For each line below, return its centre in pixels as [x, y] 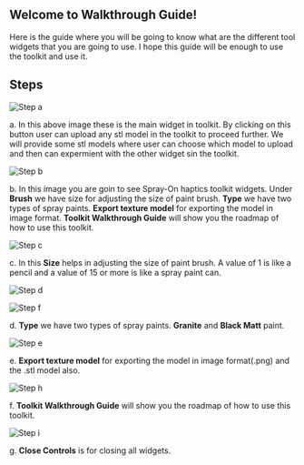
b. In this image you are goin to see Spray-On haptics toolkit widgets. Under [151, 188]
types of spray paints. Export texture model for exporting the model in [142, 207]
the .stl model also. [45, 370]
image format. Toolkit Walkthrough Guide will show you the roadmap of [144, 217]
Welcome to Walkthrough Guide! [103, 15]
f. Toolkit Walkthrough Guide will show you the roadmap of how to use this [150, 405]
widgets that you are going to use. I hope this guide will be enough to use [147, 46]
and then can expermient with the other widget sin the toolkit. [124, 153]
